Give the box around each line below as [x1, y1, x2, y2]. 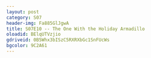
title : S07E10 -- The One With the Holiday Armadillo [6, 25, 146, 32]
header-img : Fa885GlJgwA [6, 20, 69, 26]
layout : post [6, 8, 39, 15]
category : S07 [6, 14, 42, 21]
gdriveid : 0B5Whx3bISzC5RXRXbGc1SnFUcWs [6, 37, 110, 43]
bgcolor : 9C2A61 [6, 43, 47, 49]
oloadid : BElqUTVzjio [6, 31, 61, 37]
